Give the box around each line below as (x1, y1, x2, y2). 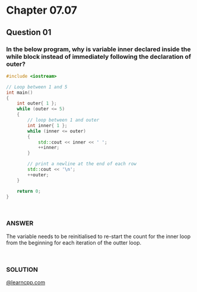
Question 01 (6, 27, 52, 37)
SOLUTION (6, 265, 39, 274)
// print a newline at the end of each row (27, 161, 136, 167)
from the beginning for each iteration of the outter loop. (6, 239, 141, 246)
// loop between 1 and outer (27, 117, 100, 123)
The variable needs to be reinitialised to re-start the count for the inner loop (6, 233, 191, 240)
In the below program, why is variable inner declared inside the (6, 45, 191, 53)
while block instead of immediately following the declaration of (6, 52, 192, 61)
